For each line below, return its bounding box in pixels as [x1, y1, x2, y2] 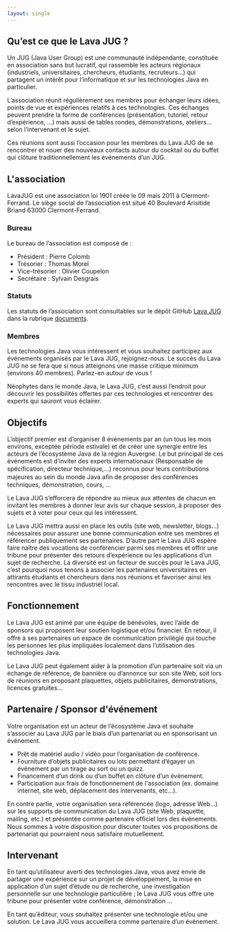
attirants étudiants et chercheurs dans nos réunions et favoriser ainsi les [7, 573, 211, 581]
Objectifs [7, 417, 48, 428]
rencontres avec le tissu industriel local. [7, 580, 120, 588]
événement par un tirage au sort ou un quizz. [16, 764, 145, 773]
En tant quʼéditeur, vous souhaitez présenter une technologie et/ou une [7, 910, 208, 918]
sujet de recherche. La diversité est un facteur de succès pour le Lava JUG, [7, 558, 221, 566]
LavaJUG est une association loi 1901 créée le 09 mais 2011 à [7, 192, 180, 200]
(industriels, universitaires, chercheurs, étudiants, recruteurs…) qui [7, 68, 196, 76]
